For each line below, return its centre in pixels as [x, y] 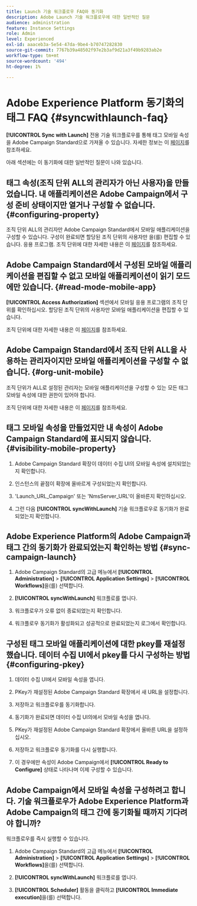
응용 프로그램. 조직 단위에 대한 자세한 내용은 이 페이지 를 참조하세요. [100, 244]
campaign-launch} [41, 557]
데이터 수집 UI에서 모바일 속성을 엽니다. [60, 680]
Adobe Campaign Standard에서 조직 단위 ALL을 [92, 350]
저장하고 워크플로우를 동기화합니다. [55, 704]
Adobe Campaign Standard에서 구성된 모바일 [87, 264]
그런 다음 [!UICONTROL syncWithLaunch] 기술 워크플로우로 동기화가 [96, 508]
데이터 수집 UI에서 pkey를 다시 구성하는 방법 [114, 655]
